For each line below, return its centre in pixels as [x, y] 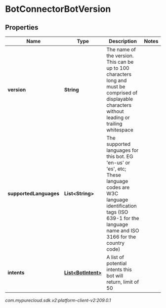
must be [116, 87]
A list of [115, 257]
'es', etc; [116, 169]
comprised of [122, 93]
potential [117, 263]
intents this [119, 269]
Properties [22, 27]
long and [117, 80]
